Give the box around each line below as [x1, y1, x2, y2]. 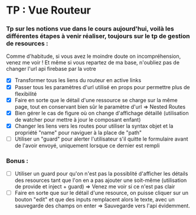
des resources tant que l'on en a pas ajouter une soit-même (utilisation [14, 177, 187, 184]
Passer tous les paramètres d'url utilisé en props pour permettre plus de [14, 83, 190, 90]
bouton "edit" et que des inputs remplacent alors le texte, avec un [14, 196, 175, 203]
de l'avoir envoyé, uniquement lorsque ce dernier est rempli [14, 142, 160, 149]
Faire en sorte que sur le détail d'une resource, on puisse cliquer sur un [14, 190, 189, 197]
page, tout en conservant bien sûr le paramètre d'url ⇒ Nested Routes [14, 103, 186, 110]
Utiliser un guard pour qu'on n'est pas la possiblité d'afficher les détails [14, 170, 188, 177]
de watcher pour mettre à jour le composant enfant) [14, 116, 141, 123]
